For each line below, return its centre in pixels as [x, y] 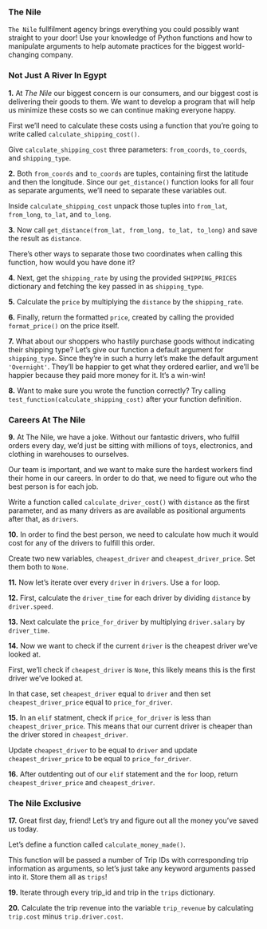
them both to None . [39, 566]
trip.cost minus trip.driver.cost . [66, 916]
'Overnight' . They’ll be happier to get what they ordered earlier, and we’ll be [134, 367]
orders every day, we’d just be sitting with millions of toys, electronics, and [131, 445]
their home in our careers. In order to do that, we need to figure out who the [133, 478]
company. [57, 55]
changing [24, 55]
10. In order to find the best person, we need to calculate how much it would [133, 534]
